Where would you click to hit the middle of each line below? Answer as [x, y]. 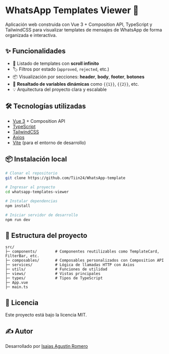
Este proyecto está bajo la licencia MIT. [46, 315]
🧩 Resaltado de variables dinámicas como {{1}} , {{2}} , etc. [76, 84]
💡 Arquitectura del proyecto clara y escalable [60, 89]
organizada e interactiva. [31, 35]
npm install [18, 206]
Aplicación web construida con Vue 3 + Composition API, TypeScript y [79, 24]
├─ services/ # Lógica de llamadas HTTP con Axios [70, 265]
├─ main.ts [17, 287]
